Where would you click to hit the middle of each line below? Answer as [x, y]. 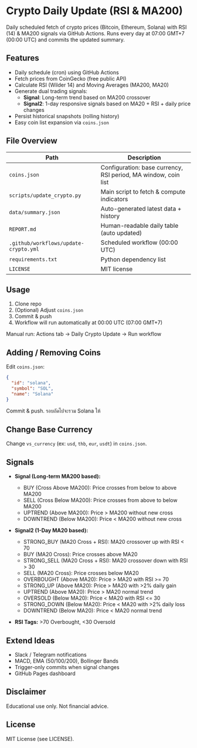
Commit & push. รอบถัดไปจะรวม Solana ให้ [53, 411]
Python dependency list [133, 259]
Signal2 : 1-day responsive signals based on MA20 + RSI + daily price [107, 104]
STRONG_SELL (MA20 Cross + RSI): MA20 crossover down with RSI [106, 561]
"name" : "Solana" [33, 394]
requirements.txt [33, 259]
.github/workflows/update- [47, 243]
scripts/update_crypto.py [45, 195]
